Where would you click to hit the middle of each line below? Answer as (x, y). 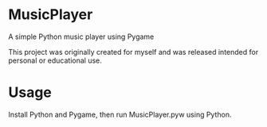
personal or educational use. (55, 60)
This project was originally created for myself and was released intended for (133, 52)
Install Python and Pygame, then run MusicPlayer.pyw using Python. (120, 114)
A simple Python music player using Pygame (81, 37)
